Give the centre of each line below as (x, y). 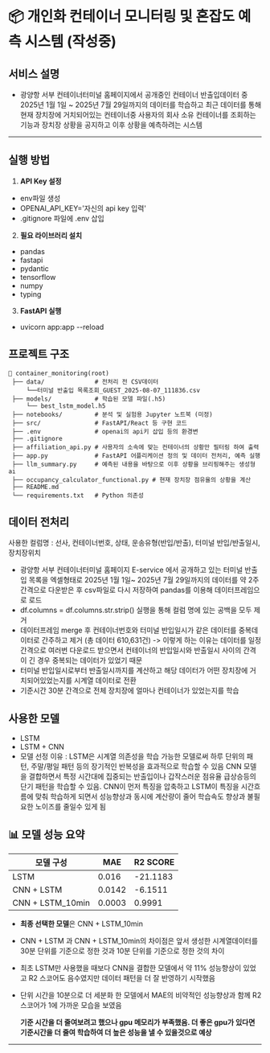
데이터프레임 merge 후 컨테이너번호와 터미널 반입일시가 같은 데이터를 (128, 630)
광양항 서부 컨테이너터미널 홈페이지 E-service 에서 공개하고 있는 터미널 (131, 570)
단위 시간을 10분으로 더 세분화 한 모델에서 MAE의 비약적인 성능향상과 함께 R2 (141, 995)
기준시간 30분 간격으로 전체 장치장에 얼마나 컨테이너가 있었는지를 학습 (129, 691)
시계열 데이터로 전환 (105, 681)
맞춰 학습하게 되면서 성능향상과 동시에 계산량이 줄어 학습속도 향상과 (140, 796)
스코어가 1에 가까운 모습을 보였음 (71, 1006)
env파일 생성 (40, 198)
